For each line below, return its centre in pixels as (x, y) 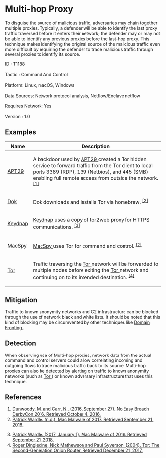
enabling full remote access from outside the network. (96, 178)
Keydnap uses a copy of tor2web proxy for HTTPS (91, 220)
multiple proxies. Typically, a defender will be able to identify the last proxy (81, 28)
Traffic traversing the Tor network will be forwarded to (96, 264)
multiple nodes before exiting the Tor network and (91, 270)
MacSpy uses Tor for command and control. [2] (87, 246)
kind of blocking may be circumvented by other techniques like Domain (78, 322)
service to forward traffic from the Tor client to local (93, 165)
